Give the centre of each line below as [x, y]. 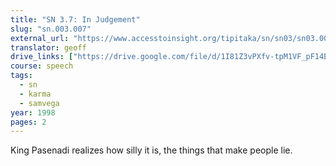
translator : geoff [48, 47]
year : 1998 [33, 112]
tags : [21, 76]
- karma [35, 94]
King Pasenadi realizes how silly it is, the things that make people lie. [151, 150]
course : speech [42, 66]
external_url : [40, 38]
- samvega [39, 103]
